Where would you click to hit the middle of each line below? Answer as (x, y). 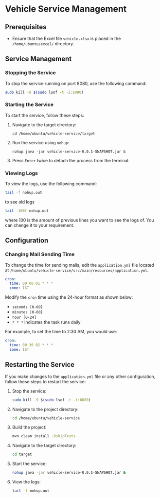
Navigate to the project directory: (45, 409)
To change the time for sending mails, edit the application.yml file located (80, 265)
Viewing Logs (21, 173)
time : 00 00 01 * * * (31, 283)
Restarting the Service (40, 365)
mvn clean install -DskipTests (44, 436)
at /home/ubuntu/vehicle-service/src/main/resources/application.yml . (77, 270)
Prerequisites (26, 27)
